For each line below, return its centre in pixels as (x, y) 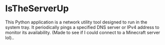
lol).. (10, 38)
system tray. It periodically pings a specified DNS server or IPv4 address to (82, 27)
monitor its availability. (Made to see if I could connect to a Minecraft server (83, 32)
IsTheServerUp (37, 9)
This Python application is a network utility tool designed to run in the (76, 22)
